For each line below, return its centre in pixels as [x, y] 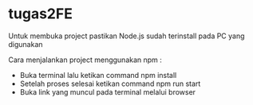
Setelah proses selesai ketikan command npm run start [110, 84]
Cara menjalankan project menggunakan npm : [85, 60]
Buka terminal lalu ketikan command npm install [98, 75]
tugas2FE [41, 14]
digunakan [26, 44]
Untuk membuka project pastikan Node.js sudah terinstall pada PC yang [126, 36]
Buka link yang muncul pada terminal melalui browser [108, 91]
